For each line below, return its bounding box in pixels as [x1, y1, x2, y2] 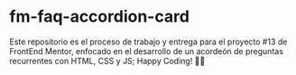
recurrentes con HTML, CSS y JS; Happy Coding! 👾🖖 [9, 55, 206, 66]
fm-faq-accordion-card [9, 6, 190, 27]
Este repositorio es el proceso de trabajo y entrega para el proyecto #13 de [9, 36, 288, 47]
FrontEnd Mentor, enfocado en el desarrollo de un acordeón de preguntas [9, 45, 284, 56]
